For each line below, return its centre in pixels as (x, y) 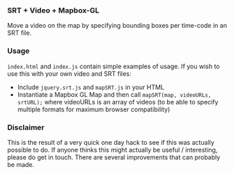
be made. (21, 164)
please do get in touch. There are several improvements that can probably (114, 157)
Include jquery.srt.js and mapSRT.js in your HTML (91, 87)
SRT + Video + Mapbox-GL (53, 10)
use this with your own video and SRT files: (69, 73)
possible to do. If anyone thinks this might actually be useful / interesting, (112, 150)
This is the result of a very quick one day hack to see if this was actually (111, 142)
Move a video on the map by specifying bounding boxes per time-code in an (117, 26)
